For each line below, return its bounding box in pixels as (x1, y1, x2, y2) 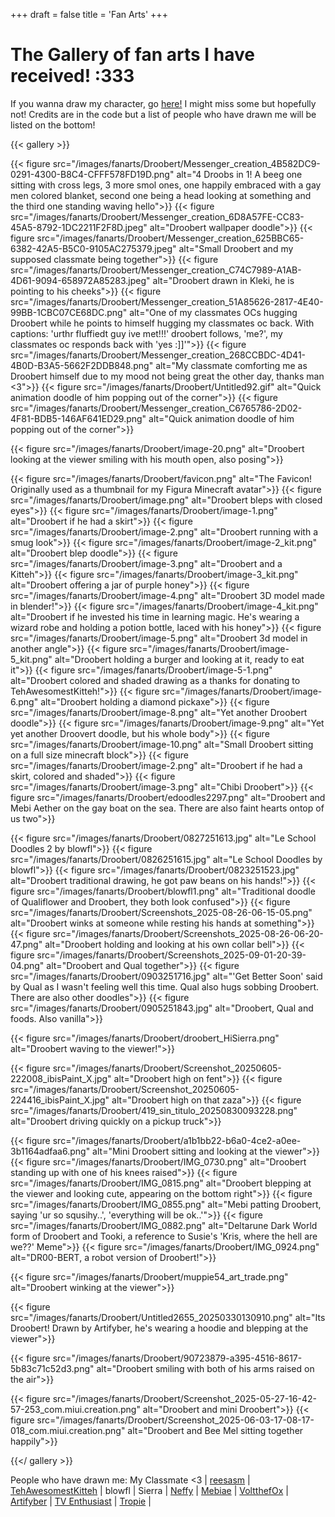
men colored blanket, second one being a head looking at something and (10, 189, 312, 201)
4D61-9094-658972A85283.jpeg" (10, 274, 151, 286)
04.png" (10, 959, 45, 971)
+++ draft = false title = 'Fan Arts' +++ (10, 9, 168, 20)
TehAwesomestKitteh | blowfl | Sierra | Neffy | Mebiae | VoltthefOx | (10, 1484, 289, 1496)
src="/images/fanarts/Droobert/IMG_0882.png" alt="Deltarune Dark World (10, 1219, 318, 1231)
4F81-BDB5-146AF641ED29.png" (10, 412, 147, 424)
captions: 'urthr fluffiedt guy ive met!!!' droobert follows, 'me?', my (10, 327, 283, 339)
